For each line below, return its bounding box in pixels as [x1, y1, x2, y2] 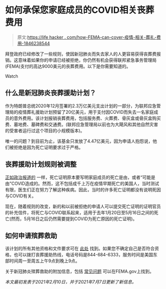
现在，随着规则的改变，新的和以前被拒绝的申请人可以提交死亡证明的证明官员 [5, 203, 161, 209]
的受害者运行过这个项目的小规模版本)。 [5, 127, 85, 134]
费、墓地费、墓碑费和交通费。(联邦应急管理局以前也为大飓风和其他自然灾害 [5, 121, 159, 127]
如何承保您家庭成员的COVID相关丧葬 [5, 4, 155, 16]
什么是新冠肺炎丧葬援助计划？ [5, 89, 96, 97]
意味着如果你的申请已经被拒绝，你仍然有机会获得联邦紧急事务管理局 [18, 57, 157, 63]
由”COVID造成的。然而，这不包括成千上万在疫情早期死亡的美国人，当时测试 [5, 180, 160, 186]
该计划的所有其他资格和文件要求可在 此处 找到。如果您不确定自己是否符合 [5, 245, 155, 251]
